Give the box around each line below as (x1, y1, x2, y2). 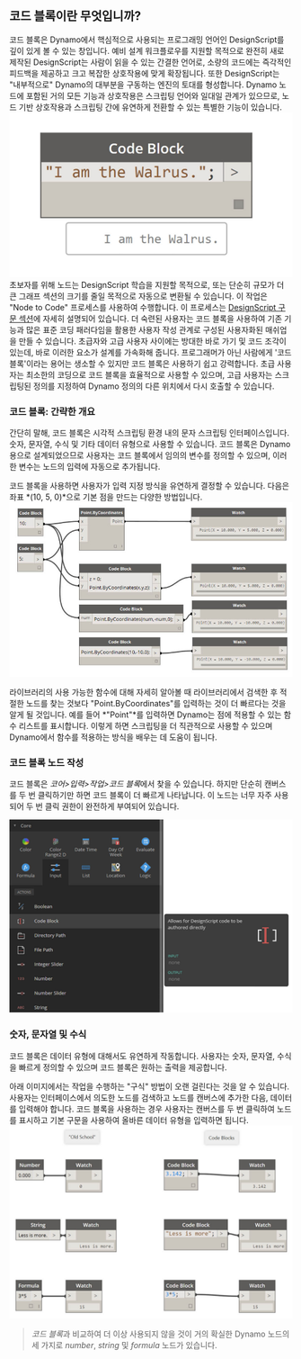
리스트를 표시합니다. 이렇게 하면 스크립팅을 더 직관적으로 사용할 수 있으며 (18, 721, 273, 732)
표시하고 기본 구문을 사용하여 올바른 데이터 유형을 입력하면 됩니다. (18, 1114, 249, 1125)
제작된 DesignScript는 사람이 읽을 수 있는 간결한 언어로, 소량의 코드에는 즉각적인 (9, 57, 292, 67)
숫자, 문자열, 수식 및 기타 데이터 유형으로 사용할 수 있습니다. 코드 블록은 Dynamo (9, 439, 291, 450)
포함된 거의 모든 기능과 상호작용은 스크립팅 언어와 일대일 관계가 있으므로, (25, 90, 280, 101)
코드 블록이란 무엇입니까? (9, 8, 142, 24)
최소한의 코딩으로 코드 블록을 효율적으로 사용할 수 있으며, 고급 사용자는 (25, 370, 273, 381)
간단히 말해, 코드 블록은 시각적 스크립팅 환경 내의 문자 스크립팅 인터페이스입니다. (9, 427, 290, 438)
